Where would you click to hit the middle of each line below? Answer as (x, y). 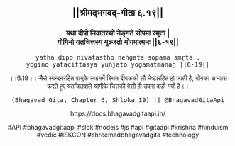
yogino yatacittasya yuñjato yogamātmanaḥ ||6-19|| (118, 64)
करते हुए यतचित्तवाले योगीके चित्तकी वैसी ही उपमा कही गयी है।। (118, 86)
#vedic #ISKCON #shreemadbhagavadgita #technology (118, 135)
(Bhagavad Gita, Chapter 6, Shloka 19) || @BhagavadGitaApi (118, 100)
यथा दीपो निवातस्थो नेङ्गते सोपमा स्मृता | (118, 33)
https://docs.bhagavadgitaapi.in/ (118, 113)
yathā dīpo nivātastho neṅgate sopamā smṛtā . (118, 57)
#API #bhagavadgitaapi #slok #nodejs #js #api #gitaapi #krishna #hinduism (118, 127)
